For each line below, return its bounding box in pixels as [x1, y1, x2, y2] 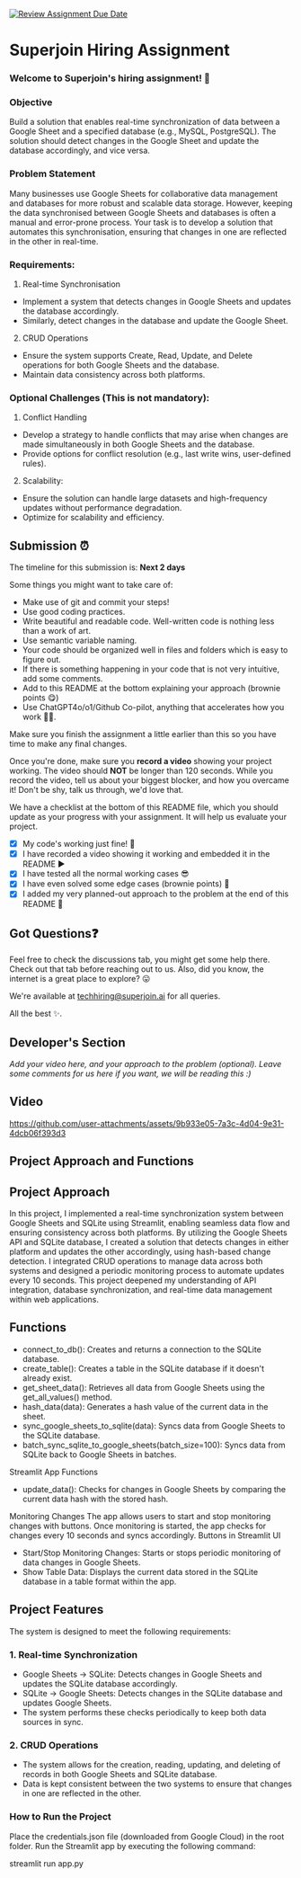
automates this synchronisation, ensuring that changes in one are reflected [9, 226, 288, 237]
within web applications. [9, 1295, 100, 1305]
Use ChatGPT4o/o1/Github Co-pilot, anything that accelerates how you [22, 702, 285, 713]
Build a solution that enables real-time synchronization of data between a [9, 117, 280, 128]
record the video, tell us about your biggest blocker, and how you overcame [9, 775, 289, 786]
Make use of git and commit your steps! [22, 597, 170, 608]
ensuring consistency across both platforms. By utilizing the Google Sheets [9, 1227, 288, 1238]
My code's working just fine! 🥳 [22, 839, 136, 850]
